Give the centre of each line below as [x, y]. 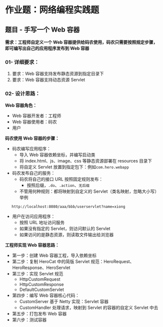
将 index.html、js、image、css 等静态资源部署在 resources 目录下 [86, 161]
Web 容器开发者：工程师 [37, 116]
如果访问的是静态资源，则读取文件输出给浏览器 [66, 234]
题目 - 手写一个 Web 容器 [42, 30]
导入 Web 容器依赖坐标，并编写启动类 [57, 155]
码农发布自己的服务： [33, 173]
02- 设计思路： [23, 94]
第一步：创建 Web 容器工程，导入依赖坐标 [54, 255]
